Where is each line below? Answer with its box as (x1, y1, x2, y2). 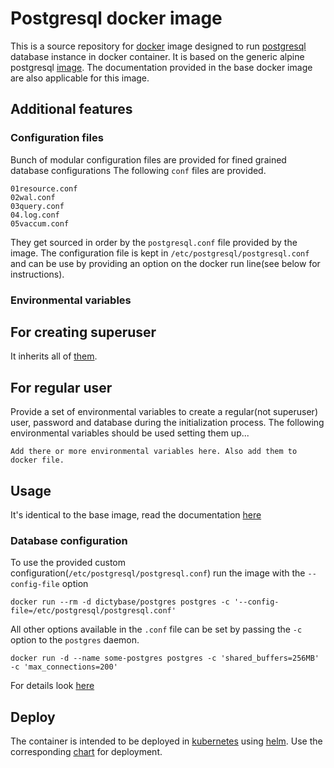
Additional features (10, 101, 133, 118)
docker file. (10, 455, 65, 466)
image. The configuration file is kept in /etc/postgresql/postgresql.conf (10, 247, 310, 259)
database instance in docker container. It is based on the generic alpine (10, 50, 305, 62)
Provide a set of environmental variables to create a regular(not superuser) (10, 406, 318, 418)
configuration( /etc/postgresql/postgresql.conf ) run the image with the (10, 567, 306, 579)
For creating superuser (10, 323, 157, 341)
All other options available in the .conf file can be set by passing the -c (10, 623, 303, 636)
